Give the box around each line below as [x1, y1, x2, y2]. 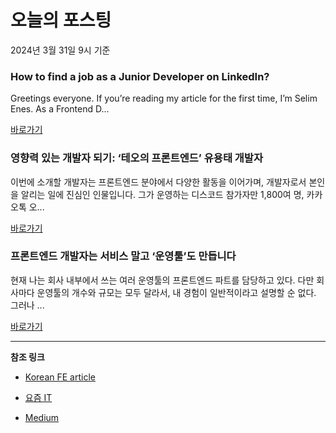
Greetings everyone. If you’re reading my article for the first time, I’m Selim [10, 92, 318, 105]
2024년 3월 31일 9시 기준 [10, 44, 111, 56]
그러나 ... [10, 299, 45, 311]
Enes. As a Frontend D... [10, 103, 110, 115]
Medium [24, 411, 60, 423]
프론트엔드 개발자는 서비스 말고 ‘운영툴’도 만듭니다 [10, 249, 237, 263]
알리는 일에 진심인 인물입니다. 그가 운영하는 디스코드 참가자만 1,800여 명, [20, 188, 305, 200]
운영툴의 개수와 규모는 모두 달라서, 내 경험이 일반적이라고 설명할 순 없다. [36, 286, 317, 298]
